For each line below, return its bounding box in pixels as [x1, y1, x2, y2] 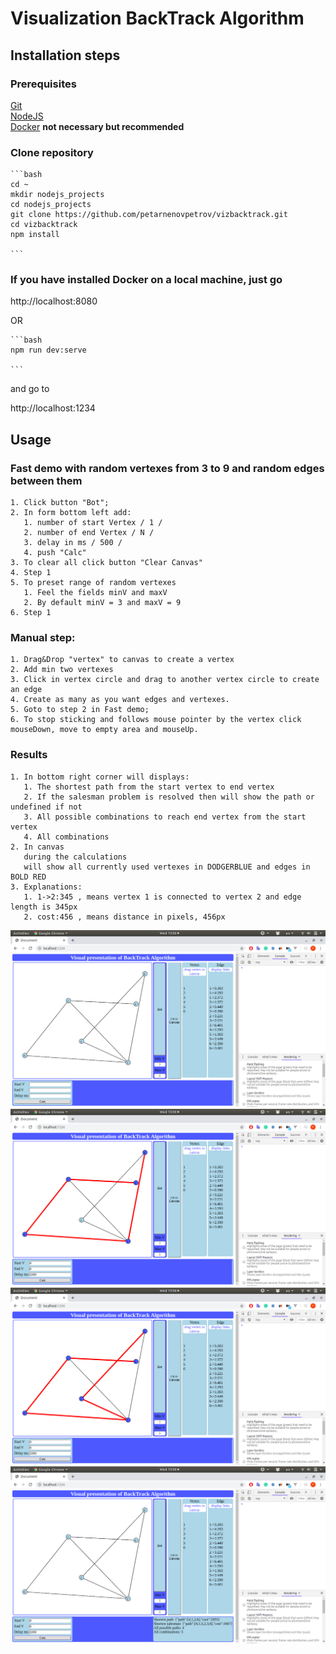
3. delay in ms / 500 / [23, 538, 123, 548]
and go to [10, 383, 50, 395]
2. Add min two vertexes [10, 665, 114, 675]
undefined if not [10, 802, 83, 812]
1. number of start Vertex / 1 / [23, 518, 163, 528]
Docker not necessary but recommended [10, 120, 185, 132]
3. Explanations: [10, 882, 83, 892]
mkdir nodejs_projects [10, 190, 105, 200]
